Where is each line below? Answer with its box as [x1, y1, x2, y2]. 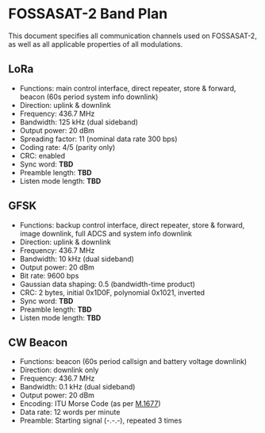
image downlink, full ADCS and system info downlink [19, 228, 193, 238]
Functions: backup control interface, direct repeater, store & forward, [19, 220, 245, 230]
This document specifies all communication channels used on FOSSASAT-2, [8, 31, 258, 40]
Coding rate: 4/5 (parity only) [19, 142, 116, 151]
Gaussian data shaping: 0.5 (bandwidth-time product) [19, 279, 196, 289]
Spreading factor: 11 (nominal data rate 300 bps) [19, 134, 178, 144]
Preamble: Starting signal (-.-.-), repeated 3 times [19, 416, 182, 425]
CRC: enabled [19, 151, 66, 160]
